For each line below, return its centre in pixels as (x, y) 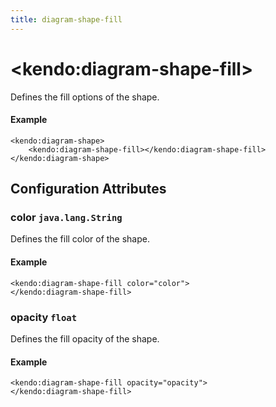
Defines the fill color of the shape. (80, 239)
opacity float (44, 317)
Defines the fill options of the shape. (85, 97)
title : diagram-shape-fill (66, 19)
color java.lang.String (66, 218)
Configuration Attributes (88, 189)
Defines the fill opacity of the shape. (85, 338)
